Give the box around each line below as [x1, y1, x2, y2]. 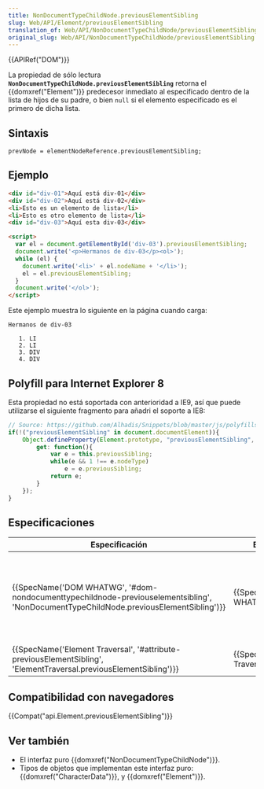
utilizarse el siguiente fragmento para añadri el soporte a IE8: [8, 406, 206, 415]
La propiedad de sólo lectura [8, 70, 101, 79]
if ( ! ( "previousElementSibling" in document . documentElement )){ [8, 428, 220, 437]
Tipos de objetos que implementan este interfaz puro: [19, 764, 194, 772]
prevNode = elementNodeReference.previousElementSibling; [8, 147, 202, 156]
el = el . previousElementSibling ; [22, 269, 132, 278]
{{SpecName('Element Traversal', [12, 644, 136, 655]
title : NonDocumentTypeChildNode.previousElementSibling [8, 11, 199, 20]
